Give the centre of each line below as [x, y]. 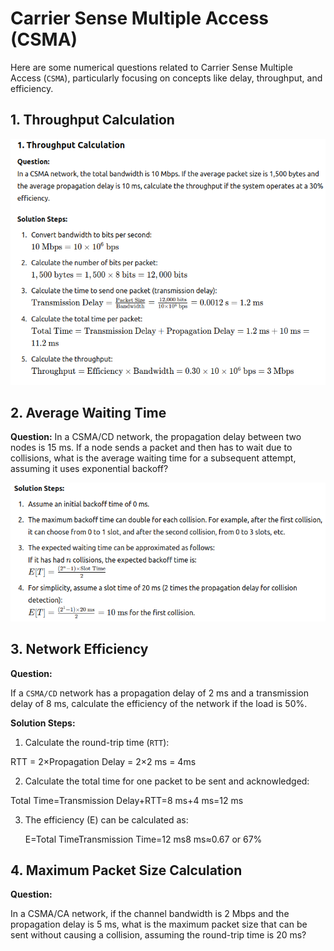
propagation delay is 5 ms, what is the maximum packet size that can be [159, 924]
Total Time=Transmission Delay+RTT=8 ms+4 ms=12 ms [127, 800]
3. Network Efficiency [79, 649]
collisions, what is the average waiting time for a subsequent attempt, [153, 458]
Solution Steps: [43, 723]
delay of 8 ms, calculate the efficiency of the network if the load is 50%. [159, 703]
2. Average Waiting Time [88, 412]
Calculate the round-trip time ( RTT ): [97, 742]
